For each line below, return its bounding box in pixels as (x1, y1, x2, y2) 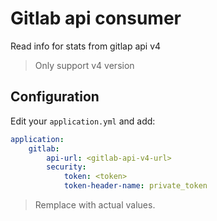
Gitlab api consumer (10, 7, 182, 30)
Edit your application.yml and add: (10, 115, 156, 127)
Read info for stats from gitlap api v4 (10, 40, 162, 52)
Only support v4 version (34, 59, 135, 71)
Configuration (10, 88, 100, 106)
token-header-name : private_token (63, 181, 208, 191)
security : (46, 162, 87, 172)
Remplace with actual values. (34, 199, 156, 211)
